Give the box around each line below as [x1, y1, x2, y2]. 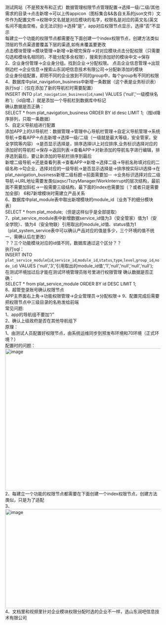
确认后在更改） [18, 234, 48, 240]
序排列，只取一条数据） [5, 116, 53, 122]
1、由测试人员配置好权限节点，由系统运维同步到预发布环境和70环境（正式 [5, 330, 155, 336]
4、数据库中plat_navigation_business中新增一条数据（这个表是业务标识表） [5, 79, 159, 84]
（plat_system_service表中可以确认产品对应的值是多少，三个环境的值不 [5, 228, 151, 233]
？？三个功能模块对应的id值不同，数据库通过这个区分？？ [5, 240, 122, 246]
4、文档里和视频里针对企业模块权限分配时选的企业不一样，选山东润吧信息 [5, 609, 156, 614]
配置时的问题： [5, 343, 36, 348]
